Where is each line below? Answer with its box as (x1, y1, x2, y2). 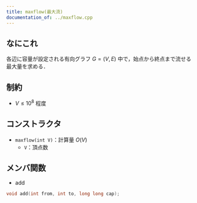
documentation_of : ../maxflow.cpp (6, 14, 93, 20)
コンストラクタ (6, 119, 61, 130)
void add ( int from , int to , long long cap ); (6, 191, 120, 197)
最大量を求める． (6, 63, 49, 70)
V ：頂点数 (23, 143, 48, 151)
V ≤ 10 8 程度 (14, 99, 46, 107)
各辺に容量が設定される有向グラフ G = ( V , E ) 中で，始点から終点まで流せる (6, 55, 192, 63)
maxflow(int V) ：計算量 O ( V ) (14, 136, 87, 143)
